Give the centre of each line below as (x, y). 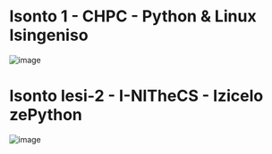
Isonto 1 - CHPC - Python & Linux (133, 16)
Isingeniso (49, 35)
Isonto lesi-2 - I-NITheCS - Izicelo (136, 96)
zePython (46, 115)
